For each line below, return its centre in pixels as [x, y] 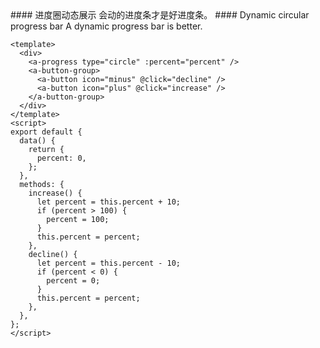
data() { [37, 141]
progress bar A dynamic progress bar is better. [106, 26]
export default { [46, 132]
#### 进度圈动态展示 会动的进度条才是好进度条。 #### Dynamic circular [160, 15]
